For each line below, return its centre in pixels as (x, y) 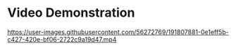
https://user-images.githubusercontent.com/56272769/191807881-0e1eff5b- (118, 32)
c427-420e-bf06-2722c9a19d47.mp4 (62, 39)
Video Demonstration (71, 13)
